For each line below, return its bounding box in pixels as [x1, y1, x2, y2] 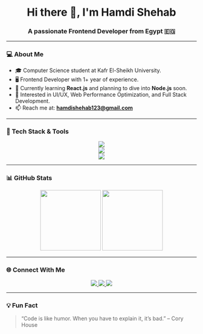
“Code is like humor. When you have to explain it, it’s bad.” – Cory [21, 315, 184, 322]
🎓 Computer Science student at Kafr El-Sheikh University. [14, 67, 161, 74]
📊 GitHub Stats [6, 174, 53, 182]
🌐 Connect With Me [6, 266, 65, 274]
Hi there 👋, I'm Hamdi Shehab [27, 5, 176, 19]
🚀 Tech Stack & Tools [6, 127, 69, 136]
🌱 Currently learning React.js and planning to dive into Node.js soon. [14, 84, 187, 91]
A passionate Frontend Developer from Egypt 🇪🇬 [27, 27, 176, 36]
